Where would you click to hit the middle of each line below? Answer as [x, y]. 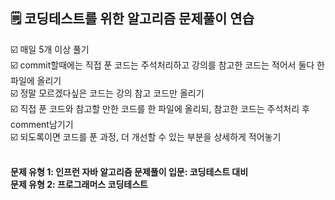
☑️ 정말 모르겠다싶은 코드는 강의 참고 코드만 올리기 [107, 93]
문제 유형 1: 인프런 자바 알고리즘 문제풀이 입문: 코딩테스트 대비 [129, 171]
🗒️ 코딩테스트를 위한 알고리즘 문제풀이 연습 [132, 19]
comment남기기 [42, 124]
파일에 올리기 [36, 80]
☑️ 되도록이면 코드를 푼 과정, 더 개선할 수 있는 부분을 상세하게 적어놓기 [146, 136]
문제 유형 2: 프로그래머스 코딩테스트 [79, 184]
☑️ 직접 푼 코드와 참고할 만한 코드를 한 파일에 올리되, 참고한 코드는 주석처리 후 [160, 108]
